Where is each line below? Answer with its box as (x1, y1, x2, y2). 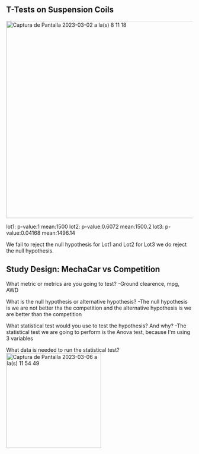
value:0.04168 (6, 229, 41, 237)
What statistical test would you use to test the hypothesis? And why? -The (6, 322, 187, 329)
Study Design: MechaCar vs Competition (6, 264, 161, 275)
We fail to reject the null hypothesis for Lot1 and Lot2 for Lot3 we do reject (6, 241, 187, 248)
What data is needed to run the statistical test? (6, 346, 120, 353)
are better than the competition (6, 310, 82, 317)
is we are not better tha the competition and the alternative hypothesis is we (6, 304, 191, 311)
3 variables (6, 335, 34, 342)
